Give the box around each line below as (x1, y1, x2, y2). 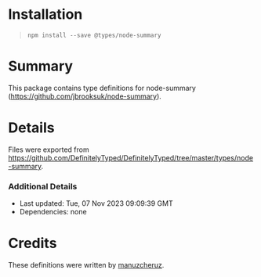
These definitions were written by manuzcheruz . (8, 261, 165, 270)
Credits (8, 235, 57, 252)
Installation (8, 5, 83, 23)
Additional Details (8, 181, 78, 192)
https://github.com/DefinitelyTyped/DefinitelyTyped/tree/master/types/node (8, 153, 253, 162)
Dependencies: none (19, 207, 88, 217)
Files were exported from (8, 145, 89, 154)
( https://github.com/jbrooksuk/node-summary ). (8, 92, 162, 101)
